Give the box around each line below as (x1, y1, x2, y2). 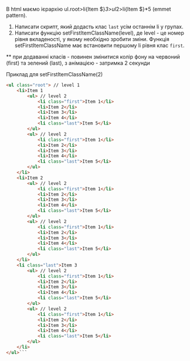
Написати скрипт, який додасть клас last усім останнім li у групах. (14, 23, 184, 30)
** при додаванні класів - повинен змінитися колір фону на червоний (6, 53, 181, 60)
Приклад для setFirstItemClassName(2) (6, 71, 103, 77)
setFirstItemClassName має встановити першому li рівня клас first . (14, 42, 185, 49)
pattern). (6, 12, 28, 19)
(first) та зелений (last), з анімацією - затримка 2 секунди (6, 59, 151, 66)
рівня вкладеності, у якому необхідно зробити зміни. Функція (14, 36, 169, 42)
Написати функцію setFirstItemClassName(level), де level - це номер (14, 29, 185, 36)
